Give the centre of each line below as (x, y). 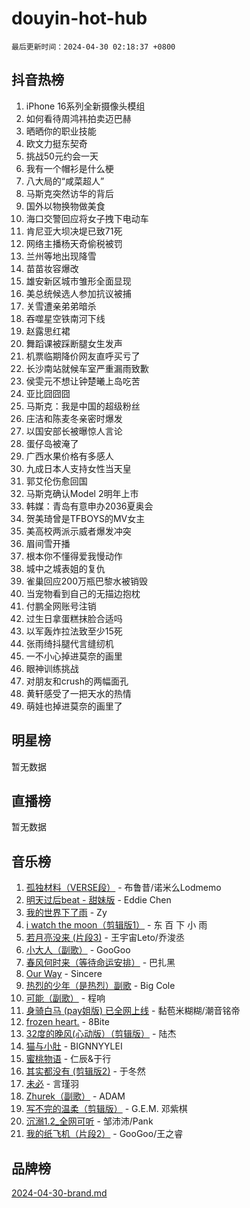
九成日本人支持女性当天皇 (78, 468)
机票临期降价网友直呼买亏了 (83, 356)
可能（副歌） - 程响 (65, 998)
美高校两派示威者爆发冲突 (78, 531)
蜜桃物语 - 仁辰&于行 (68, 1059)
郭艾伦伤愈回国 (56, 481)
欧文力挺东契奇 (56, 143)
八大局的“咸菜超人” (65, 181)
